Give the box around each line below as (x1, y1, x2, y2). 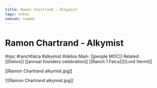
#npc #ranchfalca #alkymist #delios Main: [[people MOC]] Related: (5, 53, 140, 59)
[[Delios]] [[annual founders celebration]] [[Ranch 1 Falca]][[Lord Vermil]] (5, 59, 153, 65)
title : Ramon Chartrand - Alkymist (5, 7, 78, 12)
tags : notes (5, 12, 29, 17)
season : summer (5, 16, 36, 21)
